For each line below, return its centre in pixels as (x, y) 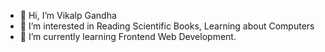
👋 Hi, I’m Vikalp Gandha (68, 15)
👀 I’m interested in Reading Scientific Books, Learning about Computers (167, 26)
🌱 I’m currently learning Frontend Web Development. (128, 36)
